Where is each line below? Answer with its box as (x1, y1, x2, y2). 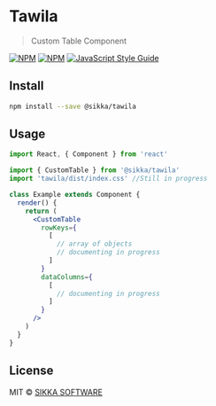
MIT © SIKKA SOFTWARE (9, 386, 104, 397)
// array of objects (56, 239, 133, 249)
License (9, 363, 54, 379)
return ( (25, 207, 58, 215)
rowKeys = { (41, 223, 77, 232)
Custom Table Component (30, 35, 127, 46)
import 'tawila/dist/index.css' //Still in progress (9, 175, 208, 183)
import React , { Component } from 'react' (9, 150, 168, 159)
